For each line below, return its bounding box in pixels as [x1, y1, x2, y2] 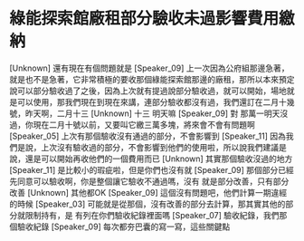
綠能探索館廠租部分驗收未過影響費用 [9, 8, 280, 29]
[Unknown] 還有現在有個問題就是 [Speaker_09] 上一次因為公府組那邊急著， [9, 63, 290, 73]
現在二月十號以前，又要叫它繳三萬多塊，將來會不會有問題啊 [33, 119, 255, 130]
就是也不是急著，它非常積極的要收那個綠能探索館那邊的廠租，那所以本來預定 [9, 73, 295, 84]
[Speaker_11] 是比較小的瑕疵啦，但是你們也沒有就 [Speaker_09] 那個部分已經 [9, 164, 294, 175]
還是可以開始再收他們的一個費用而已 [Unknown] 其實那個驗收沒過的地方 [24, 153, 293, 164]
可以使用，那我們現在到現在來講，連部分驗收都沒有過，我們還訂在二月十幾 [16, 96, 295, 107]
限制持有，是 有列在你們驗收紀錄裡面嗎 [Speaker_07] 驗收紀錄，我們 [24, 209, 280, 220]
